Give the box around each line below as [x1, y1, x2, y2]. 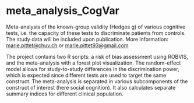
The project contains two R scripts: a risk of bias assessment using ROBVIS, [6, 53, 188, 60]
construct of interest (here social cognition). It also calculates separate [6, 84, 176, 91]
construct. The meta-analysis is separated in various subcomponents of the [6, 77, 188, 85]
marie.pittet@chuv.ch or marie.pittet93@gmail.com [6, 42, 129, 49]
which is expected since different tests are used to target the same [6, 72, 167, 79]
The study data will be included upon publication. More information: [6, 35, 169, 42]
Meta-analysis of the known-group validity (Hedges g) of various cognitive [6, 23, 186, 30]
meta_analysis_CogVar [6, 4, 119, 17]
